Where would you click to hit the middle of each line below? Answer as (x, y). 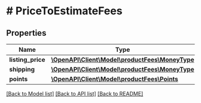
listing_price (28, 60)
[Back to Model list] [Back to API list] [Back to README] (75, 94)
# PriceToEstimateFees (64, 11)
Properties (26, 33)
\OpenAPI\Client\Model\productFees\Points (115, 79)
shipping (22, 69)
